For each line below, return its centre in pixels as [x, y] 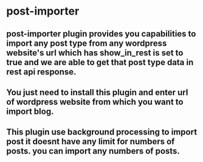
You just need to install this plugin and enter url [97, 92]
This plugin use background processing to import [102, 132]
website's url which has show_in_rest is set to [95, 53]
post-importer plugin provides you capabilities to [101, 34]
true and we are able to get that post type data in [100, 62]
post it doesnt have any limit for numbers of [91, 142]
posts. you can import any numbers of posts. [93, 151]
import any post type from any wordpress [87, 43]
